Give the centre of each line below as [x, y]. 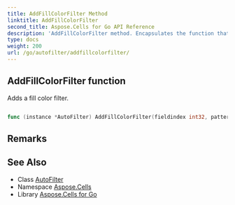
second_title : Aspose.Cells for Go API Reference [81, 27]
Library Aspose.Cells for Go [57, 194]
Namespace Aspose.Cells [55, 187]
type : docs [23, 40]
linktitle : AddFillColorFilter [53, 20]
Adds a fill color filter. [38, 98]
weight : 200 [24, 46]
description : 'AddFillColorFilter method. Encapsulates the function [111, 33]
